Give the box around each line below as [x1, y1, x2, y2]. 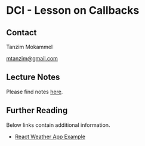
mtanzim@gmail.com [6, 55, 58, 62]
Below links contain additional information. [6, 121, 110, 129]
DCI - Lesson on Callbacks [6, 4, 140, 17]
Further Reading [6, 105, 68, 115]
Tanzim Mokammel [6, 43, 53, 50]
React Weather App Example [14, 133, 85, 140]
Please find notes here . [6, 88, 63, 95]
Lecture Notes [6, 72, 60, 83]
